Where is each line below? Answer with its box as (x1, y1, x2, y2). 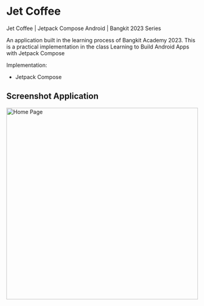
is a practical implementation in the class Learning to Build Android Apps (6, 43, 190, 50)
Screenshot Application (6, 91, 99, 102)
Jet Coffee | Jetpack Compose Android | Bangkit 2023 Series (6, 25, 161, 32)
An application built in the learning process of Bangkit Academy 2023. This (6, 36, 196, 44)
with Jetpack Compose (6, 49, 65, 56)
